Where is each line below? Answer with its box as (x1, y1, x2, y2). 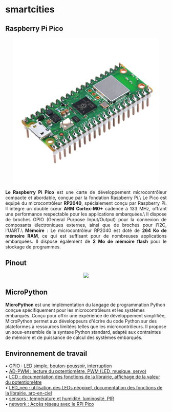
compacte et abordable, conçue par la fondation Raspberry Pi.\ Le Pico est (5, 194, 167, 201)
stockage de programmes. (5, 244, 61, 250)
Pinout (5, 259, 27, 267)
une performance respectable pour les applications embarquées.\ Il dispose (5, 211, 167, 217)
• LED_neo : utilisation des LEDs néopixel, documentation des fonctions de (5, 385, 163, 391)
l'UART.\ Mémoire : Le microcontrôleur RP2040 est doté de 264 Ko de (5, 227, 167, 234)
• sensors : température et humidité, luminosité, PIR (5, 396, 114, 402)
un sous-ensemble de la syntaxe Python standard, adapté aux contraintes (5, 329, 161, 335)
